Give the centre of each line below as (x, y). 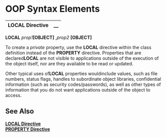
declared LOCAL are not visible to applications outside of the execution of (82, 58)
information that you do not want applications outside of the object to (78, 89)
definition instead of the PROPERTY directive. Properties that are (73, 53)
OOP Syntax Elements (53, 9)
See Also (20, 111)
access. (13, 95)
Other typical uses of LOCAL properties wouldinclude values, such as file (81, 73)
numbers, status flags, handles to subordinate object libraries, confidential (83, 79)
